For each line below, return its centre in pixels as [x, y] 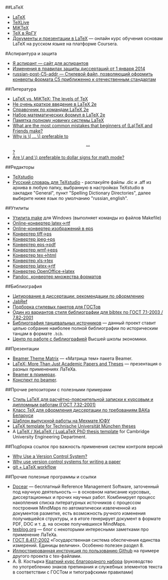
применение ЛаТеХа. [35, 535]
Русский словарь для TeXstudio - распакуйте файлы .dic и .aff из [82, 182]
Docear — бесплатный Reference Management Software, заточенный [86, 486]
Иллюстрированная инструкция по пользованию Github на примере [86, 551]
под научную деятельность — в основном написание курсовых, [81, 492]
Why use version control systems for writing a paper [67, 462]
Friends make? [28, 131]
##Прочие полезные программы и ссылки [51, 477]
